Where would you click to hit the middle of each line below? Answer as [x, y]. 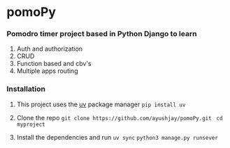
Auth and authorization [50, 49]
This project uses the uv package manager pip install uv [101, 104]
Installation [26, 89]
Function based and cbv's [54, 64]
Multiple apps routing [47, 71]
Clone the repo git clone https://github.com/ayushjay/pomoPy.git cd [120, 117]
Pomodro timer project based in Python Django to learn [102, 34]
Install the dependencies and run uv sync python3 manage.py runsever [117, 137]
